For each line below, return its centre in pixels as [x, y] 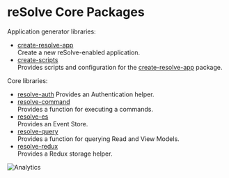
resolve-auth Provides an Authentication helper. [86, 94]
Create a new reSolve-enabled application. [79, 52]
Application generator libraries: [52, 31]
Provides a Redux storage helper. [65, 154]
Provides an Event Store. [53, 124]
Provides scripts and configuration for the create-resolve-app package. [120, 67]
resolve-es [33, 117]
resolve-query [38, 131]
